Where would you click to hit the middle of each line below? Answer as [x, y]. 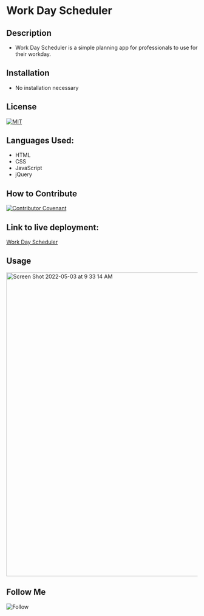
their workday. [33, 54]
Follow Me [26, 592]
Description [29, 33]
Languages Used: [40, 141]
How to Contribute [42, 193]
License [22, 107]
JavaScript [29, 168]
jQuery [23, 174]
